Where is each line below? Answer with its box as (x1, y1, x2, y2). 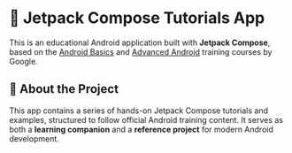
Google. (9, 56, 38, 66)
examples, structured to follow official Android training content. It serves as (9, 114, 283, 125)
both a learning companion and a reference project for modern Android (9, 124, 274, 134)
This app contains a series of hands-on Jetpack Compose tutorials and (9, 105, 268, 116)
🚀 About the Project (9, 81, 119, 96)
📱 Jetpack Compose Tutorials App (9, 8, 265, 28)
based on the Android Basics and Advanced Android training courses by (9, 46, 273, 57)
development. (9, 133, 59, 144)
